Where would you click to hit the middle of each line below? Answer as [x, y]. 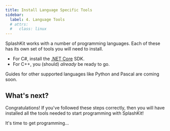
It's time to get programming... [37, 123]
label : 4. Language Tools [38, 19]
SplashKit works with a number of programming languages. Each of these [83, 43]
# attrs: [19, 24]
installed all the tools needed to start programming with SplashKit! [75, 113]
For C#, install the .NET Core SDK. [48, 59]
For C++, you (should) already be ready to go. [61, 64]
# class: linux [28, 29]
